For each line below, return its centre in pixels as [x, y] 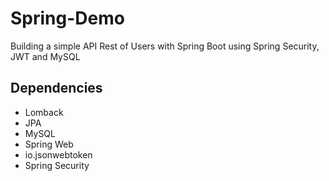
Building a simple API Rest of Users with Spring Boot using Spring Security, [165, 46]
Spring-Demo [67, 18]
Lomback [44, 112]
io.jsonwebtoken [58, 154]
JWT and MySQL [45, 56]
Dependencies [56, 88]
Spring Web [49, 144]
